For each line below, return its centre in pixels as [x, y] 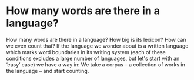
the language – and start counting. [48, 71]
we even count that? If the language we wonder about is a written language [97, 46]
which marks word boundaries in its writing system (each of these [86, 52]
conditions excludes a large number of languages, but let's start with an [93, 58]
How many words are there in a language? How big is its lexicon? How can [96, 39]
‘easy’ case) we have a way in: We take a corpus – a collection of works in [96, 64]
